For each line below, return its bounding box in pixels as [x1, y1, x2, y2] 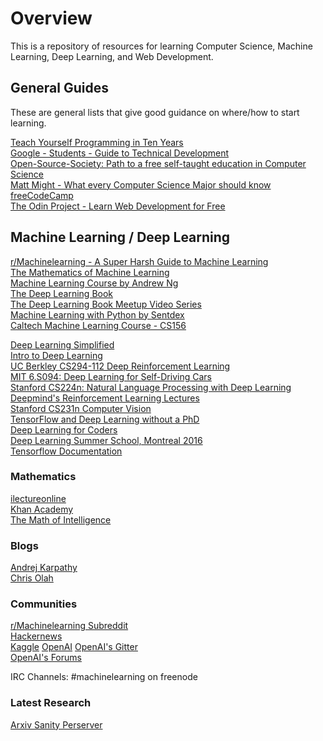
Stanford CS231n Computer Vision [10, 402, 152, 414]
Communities [10, 597, 78, 611]
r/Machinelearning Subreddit [10, 620, 129, 632]
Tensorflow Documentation [10, 445, 123, 457]
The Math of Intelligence [10, 513, 112, 526]
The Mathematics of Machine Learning [10, 266, 170, 278]
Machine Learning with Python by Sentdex [10, 308, 185, 321]
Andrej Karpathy [10, 562, 78, 574]
